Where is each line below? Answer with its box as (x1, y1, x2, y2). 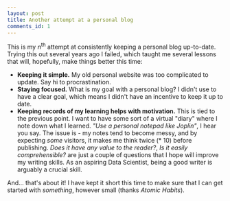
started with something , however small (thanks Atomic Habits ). (7, 186, 185, 194)
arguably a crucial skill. (16, 165, 82, 174)
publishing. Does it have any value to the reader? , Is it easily (16, 143, 188, 152)
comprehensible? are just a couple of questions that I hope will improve (16, 151, 219, 159)
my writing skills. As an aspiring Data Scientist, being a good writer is (16, 158, 213, 167)
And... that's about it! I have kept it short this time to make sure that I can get (7, 179, 223, 187)
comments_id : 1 (7, 23, 51, 29)
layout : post (7, 10, 45, 17)
